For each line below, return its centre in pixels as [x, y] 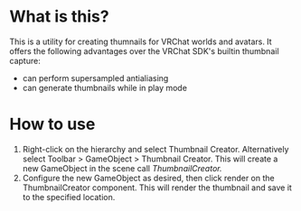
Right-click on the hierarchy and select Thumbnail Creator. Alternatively [155, 149]
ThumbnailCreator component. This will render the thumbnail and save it [157, 188]
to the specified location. [69, 197]
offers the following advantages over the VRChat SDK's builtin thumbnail [144, 50]
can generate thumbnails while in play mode [105, 87]
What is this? [60, 17]
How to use [52, 124]
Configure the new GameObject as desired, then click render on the [148, 178]
